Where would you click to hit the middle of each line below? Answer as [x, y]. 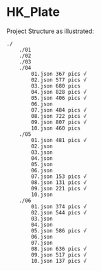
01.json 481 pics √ [59, 140]
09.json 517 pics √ [59, 255]
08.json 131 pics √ [59, 182]
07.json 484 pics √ [59, 110]
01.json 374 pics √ [59, 207]
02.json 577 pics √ [59, 80]
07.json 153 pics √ [59, 177]
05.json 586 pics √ [59, 231]
